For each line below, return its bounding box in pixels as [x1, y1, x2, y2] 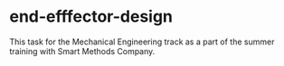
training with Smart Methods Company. [9, 45, 156, 56]
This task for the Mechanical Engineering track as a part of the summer [9, 36, 275, 47]
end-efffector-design [9, 6, 174, 27]
